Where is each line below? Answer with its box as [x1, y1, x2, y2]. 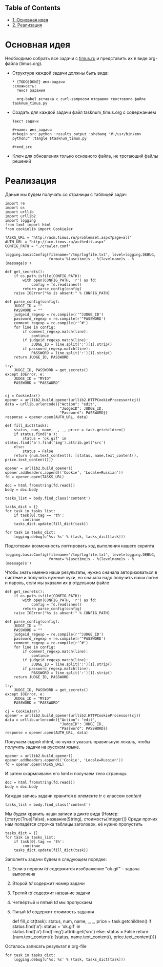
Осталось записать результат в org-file [5, 943, 87, 949]
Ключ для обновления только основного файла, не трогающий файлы [12, 153, 158, 159]
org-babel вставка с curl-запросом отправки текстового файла [17, 96, 146, 102]
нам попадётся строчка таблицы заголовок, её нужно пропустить [5, 821, 143, 827]
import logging [5, 218, 36, 223]
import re [5, 201, 25, 206]
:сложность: [12, 84, 37, 88]
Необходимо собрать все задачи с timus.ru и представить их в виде [5, 55, 148, 61]
